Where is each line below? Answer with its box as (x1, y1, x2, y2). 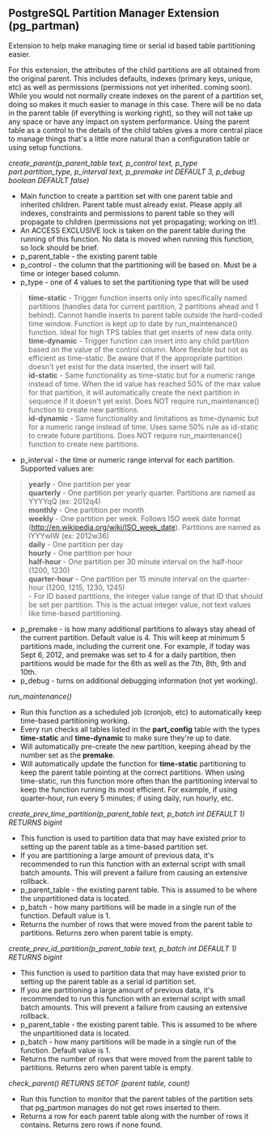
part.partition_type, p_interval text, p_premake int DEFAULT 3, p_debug (8, 166, 245, 177)
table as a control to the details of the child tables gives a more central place (8, 125, 263, 135)
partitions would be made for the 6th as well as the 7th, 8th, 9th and (19, 658, 247, 668)
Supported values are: (19, 463, 95, 473)
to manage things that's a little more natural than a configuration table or (8, 134, 250, 143)
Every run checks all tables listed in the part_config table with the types (19, 724, 260, 734)
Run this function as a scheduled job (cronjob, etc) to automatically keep (19, 707, 262, 716)
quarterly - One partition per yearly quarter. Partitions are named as (28, 488, 256, 498)
